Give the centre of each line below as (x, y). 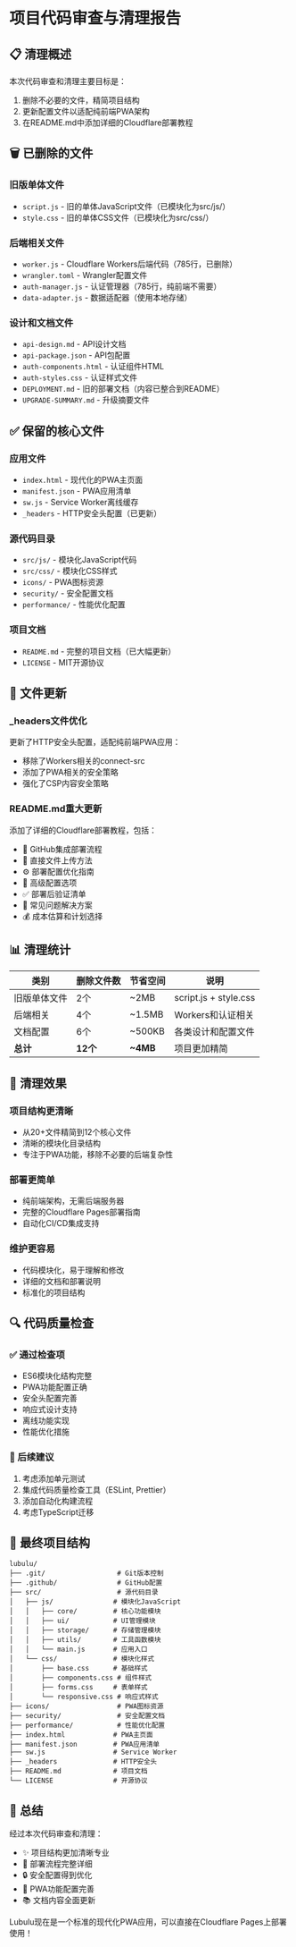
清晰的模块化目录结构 (61, 1143)
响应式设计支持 (49, 1409)
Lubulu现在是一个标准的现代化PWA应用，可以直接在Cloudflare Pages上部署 (148, 1922)
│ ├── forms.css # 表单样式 (79, 1688)
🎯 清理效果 (38, 1083)
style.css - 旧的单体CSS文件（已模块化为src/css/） (118, 217)
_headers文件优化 (48, 721)
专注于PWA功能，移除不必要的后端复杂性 (98, 1155)
